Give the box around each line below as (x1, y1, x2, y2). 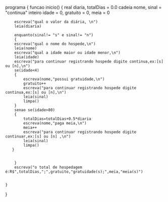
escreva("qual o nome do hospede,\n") (14, 41, 96, 46)
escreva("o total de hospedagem (14, 165, 82, 170)
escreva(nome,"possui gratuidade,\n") (23, 77, 105, 82)
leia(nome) (14, 46, 37, 51)
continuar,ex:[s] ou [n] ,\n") (5, 134, 71, 139)
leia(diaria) (14, 24, 42, 29)
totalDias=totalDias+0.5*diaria (23, 116, 92, 121)
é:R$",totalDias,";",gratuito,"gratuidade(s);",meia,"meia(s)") (5, 169, 143, 174)
